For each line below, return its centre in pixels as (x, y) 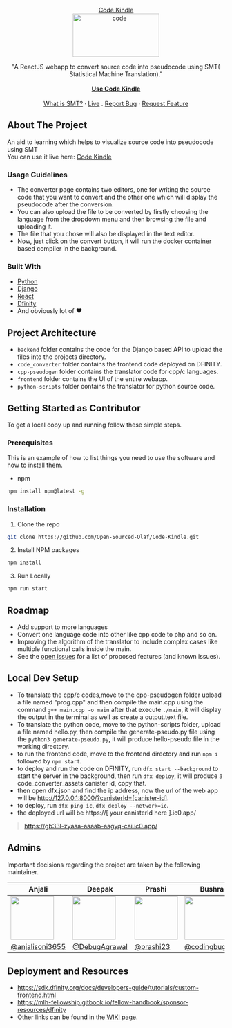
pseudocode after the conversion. (65, 204)
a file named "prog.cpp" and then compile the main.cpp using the (110, 702)
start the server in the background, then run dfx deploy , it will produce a (120, 776)
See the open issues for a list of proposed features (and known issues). (119, 656)
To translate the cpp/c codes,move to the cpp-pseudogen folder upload (119, 695)
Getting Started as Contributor (74, 408)
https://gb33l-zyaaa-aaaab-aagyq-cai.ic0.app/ (90, 826)
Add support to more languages (62, 627)
